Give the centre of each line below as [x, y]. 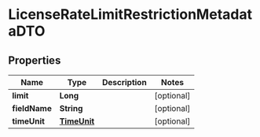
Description [124, 82]
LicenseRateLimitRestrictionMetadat [130, 15]
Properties [35, 60]
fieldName [32, 108]
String [71, 108]
